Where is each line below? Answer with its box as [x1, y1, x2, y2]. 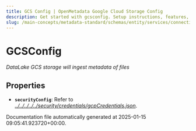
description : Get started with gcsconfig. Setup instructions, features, [6, 14, 190, 20]
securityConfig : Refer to [14, 96, 73, 103]
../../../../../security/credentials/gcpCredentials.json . [14, 102, 138, 109]
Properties [6, 80, 45, 90]
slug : [6, 19, 19, 25]
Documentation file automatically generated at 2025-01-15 [6, 114, 146, 121]
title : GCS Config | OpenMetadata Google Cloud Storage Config [6, 8, 163, 15]
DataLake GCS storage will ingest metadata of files [6, 63, 130, 70]
